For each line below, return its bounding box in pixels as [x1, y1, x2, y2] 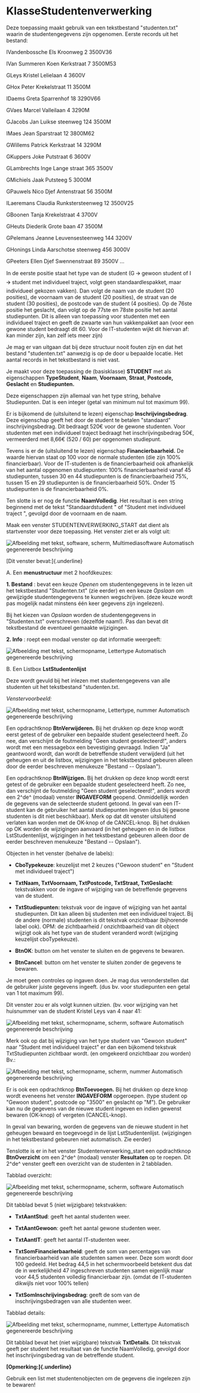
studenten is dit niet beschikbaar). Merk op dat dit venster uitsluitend [6, 813, 177, 820]
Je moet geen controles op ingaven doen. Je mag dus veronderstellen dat [6, 976, 189, 984]
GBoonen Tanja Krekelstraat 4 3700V [6, 211, 98, 218]
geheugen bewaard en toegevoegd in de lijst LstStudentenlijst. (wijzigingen [6, 1129, 192, 1136]
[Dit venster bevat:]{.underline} [6, 557, 83, 564]
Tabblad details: [6, 1309, 46, 1316]
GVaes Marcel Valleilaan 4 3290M [6, 106, 90, 113]
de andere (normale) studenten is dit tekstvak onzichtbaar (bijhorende [14, 916, 189, 923]
